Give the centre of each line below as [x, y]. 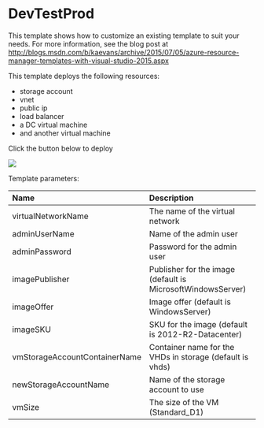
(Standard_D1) [176, 412]
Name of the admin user [193, 233]
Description [171, 198]
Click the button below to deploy [61, 148]
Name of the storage [187, 379]
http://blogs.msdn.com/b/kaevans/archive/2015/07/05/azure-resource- [124, 52]
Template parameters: [44, 178]
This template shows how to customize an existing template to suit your [124, 35]
